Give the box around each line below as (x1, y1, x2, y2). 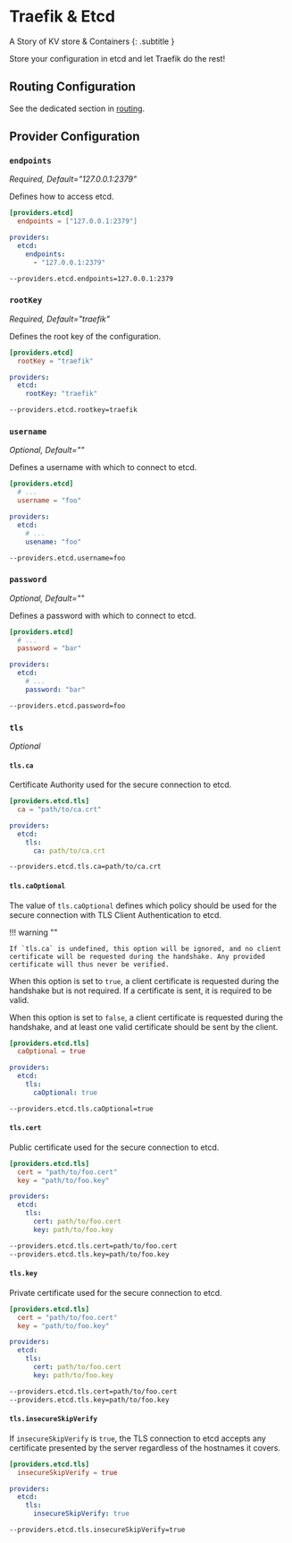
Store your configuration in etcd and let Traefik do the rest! (9, 53, 226, 64)
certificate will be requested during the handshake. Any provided (9, 952, 266, 961)
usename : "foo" (25, 537, 82, 546)
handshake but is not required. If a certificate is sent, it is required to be (9, 985, 272, 996)
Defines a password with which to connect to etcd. (9, 610, 196, 621)
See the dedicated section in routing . (9, 103, 146, 114)
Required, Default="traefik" (9, 313, 110, 324)
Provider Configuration (9, 129, 140, 144)
